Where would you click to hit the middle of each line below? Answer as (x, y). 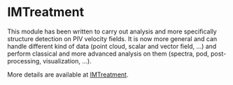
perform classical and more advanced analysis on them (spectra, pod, (108, 54)
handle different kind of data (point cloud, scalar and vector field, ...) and (112, 46)
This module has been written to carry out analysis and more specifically (112, 31)
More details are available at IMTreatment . (68, 75)
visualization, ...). (68, 61)
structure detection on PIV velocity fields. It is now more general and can (112, 38)
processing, (24, 61)
